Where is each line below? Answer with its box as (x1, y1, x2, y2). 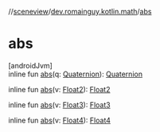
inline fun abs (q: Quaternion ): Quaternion (8, 69, 143, 79)
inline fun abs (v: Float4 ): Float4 (8, 115, 111, 125)
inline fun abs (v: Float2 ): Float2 (8, 84, 111, 94)
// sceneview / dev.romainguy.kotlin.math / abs (8, 7, 152, 16)
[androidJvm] (8, 60, 53, 70)
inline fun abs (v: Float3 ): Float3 (8, 99, 111, 110)
